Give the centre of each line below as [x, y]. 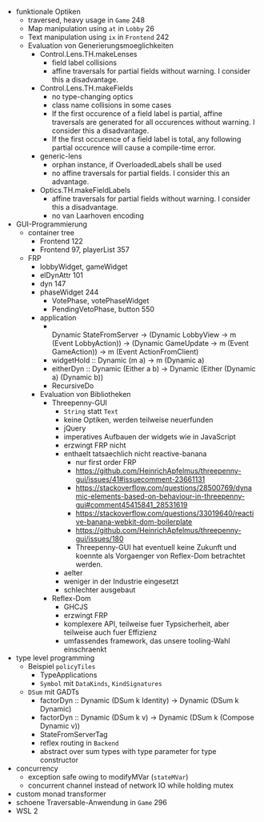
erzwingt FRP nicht [95, 445]
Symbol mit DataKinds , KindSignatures [101, 683]
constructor [59, 760]
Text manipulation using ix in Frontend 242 [98, 37]
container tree [51, 233]
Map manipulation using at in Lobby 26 [91, 28]
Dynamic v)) [60, 726]
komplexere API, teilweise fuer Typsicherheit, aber [146, 624]
